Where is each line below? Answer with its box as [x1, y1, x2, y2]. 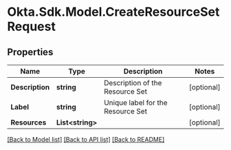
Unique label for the [104, 98, 168, 107]
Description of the [104, 78, 162, 87]
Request [7, 19, 56, 34]
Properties [7, 46, 54, 58]
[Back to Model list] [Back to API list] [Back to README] [7, 136, 165, 143]
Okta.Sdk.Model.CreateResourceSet [7, 4, 220, 20]
